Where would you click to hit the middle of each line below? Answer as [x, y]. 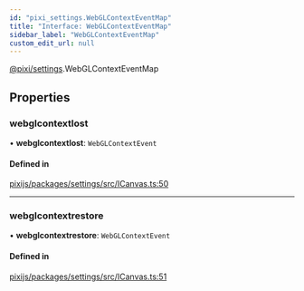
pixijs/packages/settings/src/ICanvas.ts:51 [88, 276]
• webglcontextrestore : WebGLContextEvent [90, 236]
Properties [40, 97]
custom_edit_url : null [52, 43]
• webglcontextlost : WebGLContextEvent [83, 142]
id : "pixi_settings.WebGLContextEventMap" [90, 18]
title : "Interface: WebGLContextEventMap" [90, 26]
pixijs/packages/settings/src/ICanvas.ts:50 [89, 184]
